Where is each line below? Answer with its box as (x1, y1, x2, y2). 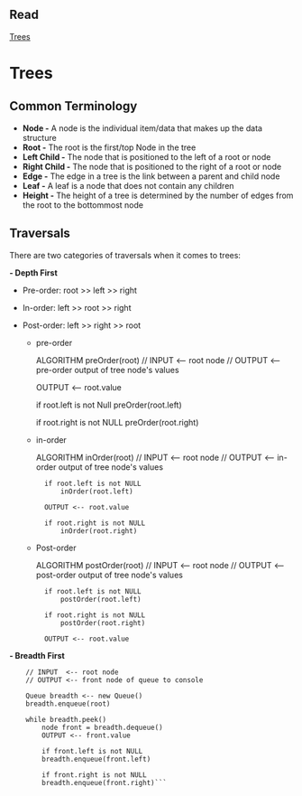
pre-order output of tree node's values (35, 364, 179, 375)
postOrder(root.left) (59, 595, 142, 604)
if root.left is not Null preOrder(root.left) (35, 399, 182, 410)
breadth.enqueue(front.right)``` (41, 778, 168, 787)
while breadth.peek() (25, 715, 106, 724)
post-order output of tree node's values (35, 569, 183, 580)
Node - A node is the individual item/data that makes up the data (22, 122, 263, 134)
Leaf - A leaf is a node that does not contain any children (22, 180, 234, 191)
